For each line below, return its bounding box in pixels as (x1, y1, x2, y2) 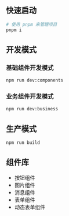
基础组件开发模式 (6, 63, 54, 72)
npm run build (6, 140, 41, 146)
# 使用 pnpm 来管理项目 (6, 21, 57, 28)
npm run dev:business (6, 106, 59, 112)
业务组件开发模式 (6, 93, 54, 101)
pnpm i (6, 27, 22, 33)
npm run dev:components (6, 77, 64, 83)
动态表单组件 (14, 203, 45, 210)
